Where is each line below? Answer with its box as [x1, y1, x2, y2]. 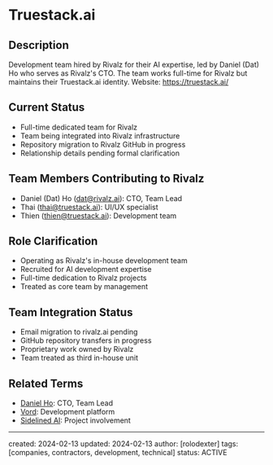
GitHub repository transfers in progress [19, 336, 152, 345]
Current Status [8, 100, 85, 115]
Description [8, 38, 69, 52]
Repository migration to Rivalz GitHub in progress [19, 139, 186, 149]
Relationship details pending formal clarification [19, 148, 180, 158]
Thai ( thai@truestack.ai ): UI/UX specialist [19, 202, 158, 212]
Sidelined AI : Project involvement [19, 415, 132, 425]
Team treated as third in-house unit [19, 353, 139, 363]
